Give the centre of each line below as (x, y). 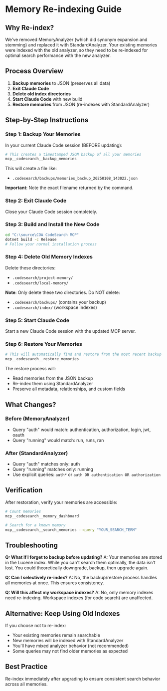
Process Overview (34, 71)
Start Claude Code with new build (47, 99)
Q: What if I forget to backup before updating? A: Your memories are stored (84, 557)
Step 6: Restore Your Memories (44, 344)
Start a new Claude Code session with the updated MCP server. (71, 331)
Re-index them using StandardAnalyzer (53, 384)
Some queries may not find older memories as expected (70, 651)
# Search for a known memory (35, 525)
